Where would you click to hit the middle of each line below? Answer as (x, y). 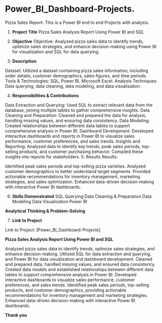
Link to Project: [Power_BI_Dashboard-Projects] (53, 229)
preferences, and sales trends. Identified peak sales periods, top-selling (77, 285)
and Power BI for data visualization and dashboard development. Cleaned (79, 259)
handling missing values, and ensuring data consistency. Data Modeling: (77, 120)
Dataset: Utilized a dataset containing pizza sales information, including (77, 70)
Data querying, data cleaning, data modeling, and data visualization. (73, 86)
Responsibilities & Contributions (45, 95)
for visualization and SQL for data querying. (56, 52)
